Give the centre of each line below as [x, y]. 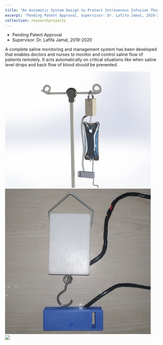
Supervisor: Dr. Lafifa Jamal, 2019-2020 [52, 40]
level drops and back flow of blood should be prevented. [61, 65]
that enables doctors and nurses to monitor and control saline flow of [74, 55]
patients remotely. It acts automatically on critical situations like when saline [81, 60]
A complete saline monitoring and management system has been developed [81, 49]
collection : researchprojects [36, 20]
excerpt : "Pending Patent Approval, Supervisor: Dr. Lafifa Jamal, [75, 15]
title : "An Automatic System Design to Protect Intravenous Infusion [77, 10]
